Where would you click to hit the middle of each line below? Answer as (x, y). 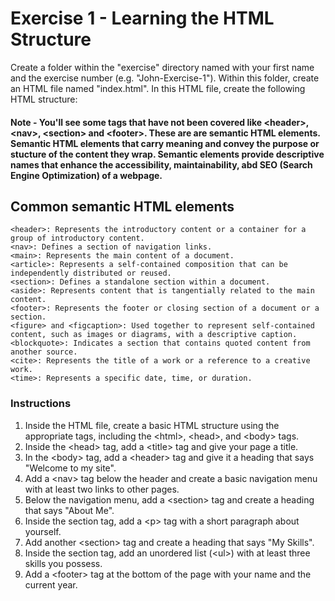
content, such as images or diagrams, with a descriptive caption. (154, 335)
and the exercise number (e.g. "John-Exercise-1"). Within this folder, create (165, 78)
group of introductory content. (77, 238)
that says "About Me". (69, 510)
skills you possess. (63, 563)
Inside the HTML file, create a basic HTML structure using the (152, 425)
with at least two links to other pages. (102, 489)
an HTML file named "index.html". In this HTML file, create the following (158, 88)
